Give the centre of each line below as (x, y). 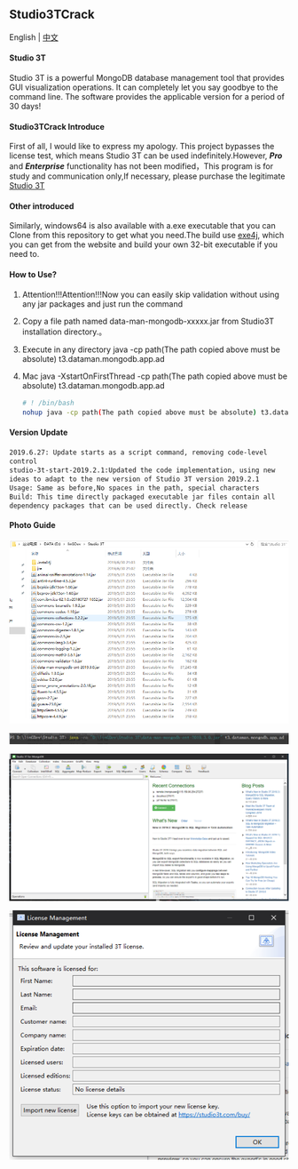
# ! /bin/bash (48, 403)
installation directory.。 (64, 332)
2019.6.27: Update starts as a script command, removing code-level (138, 452)
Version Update (39, 432)
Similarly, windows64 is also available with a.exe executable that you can (143, 226)
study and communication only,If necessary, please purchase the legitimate (147, 176)
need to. (24, 254)
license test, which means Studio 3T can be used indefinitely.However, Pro (146, 156)
